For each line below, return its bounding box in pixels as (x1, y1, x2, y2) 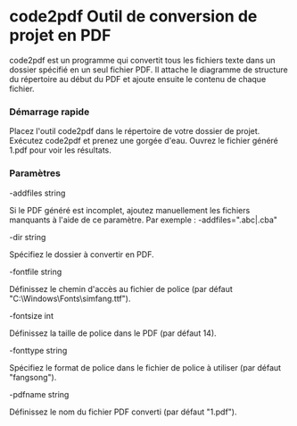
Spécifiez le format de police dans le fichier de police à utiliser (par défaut (9, 362, 282, 372)
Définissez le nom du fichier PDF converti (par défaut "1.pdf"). (9, 406, 237, 417)
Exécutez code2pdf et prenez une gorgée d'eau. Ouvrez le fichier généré (9, 136, 279, 146)
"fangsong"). (9, 372, 57, 382)
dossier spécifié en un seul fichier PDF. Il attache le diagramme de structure (9, 64, 288, 75)
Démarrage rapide (9, 105, 90, 118)
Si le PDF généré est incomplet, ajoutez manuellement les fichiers (9, 205, 251, 215)
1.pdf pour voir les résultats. (9, 145, 111, 155)
